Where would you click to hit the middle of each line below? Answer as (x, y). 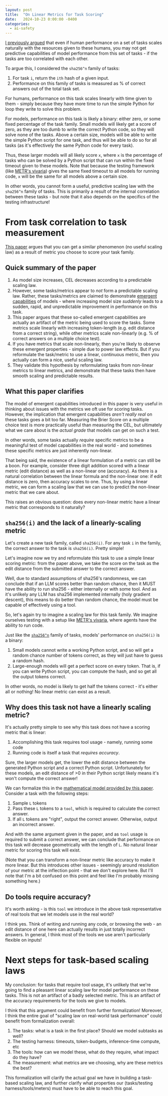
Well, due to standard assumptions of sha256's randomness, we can (76, 578)
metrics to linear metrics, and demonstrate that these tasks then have (84, 370)
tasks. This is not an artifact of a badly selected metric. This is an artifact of (83, 995)
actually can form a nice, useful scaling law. (57, 360)
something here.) (23, 881)
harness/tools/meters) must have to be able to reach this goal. (69, 1088)
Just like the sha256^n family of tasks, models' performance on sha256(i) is (82, 635)
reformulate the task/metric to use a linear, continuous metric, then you (85, 354)
